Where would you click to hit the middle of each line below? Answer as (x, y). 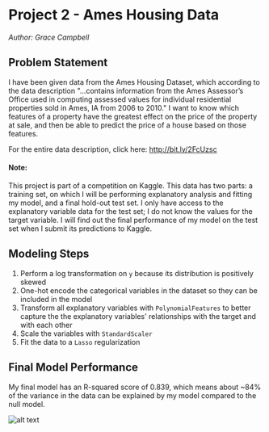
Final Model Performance (74, 368)
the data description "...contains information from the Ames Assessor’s (126, 90)
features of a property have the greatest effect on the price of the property (133, 116)
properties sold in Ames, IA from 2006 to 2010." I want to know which (124, 107)
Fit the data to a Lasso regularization (80, 342)
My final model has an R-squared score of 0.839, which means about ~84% (135, 387)
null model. (27, 404)
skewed (33, 282)
